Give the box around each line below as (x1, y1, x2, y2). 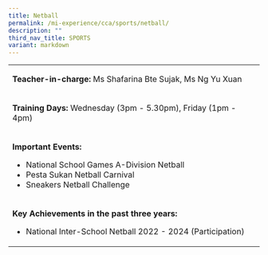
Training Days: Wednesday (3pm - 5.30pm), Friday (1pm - (12, 103, 237, 114)
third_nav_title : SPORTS (8, 33, 91, 42)
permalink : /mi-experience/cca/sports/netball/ (8, 19, 170, 27)
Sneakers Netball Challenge (26, 179, 130, 190)
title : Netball (8, 11, 59, 20)
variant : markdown (8, 41, 69, 49)
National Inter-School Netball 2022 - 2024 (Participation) (26, 226, 245, 237)
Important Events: (12, 141, 82, 152)
